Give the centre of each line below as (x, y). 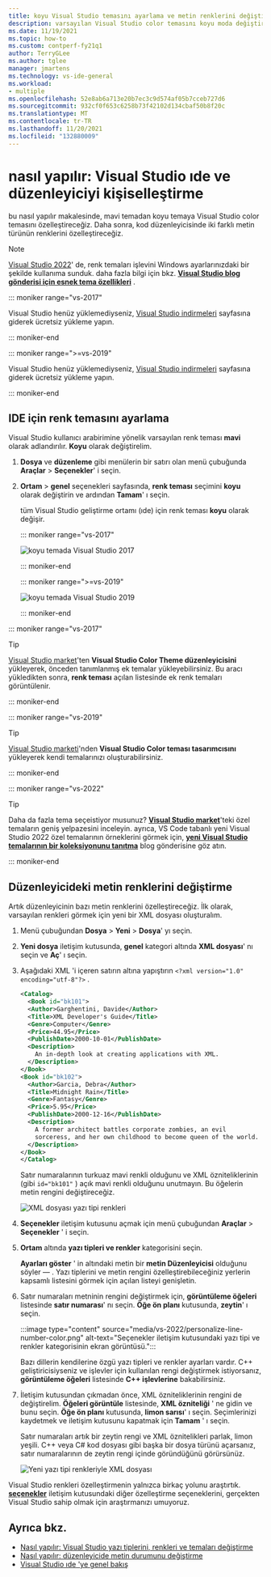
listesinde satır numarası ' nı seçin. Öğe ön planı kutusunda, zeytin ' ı (134, 1305)
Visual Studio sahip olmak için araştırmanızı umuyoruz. (99, 1503)
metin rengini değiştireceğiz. (67, 1192)
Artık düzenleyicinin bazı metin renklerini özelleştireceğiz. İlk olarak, (121, 906)
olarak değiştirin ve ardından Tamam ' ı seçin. (95, 495)
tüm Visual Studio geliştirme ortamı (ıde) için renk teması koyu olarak (134, 511)
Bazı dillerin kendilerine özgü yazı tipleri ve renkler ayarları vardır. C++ (136, 1362)
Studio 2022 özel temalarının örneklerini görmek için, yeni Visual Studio (128, 837)
